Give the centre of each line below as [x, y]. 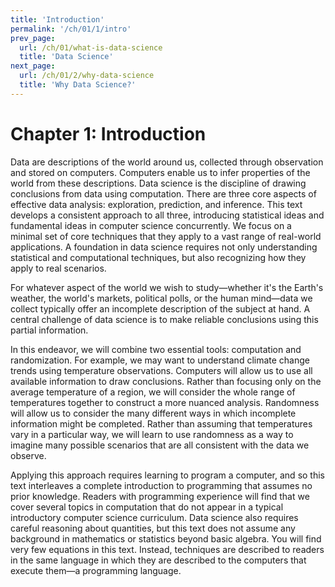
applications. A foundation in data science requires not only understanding [164, 247]
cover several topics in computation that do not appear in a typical [147, 507]
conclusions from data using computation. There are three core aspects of [163, 193]
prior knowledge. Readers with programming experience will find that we [160, 496]
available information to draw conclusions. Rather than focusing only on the [166, 381]
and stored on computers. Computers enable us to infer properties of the [160, 172]
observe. [28, 455]
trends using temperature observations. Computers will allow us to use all [161, 370]
